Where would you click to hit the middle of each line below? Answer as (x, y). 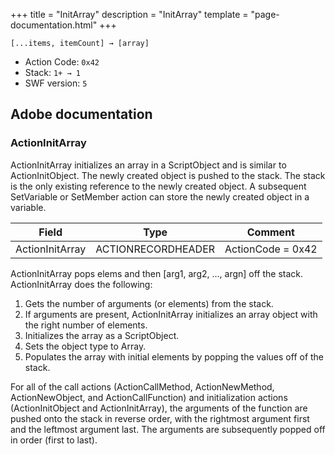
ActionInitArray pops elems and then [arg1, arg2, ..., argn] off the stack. (157, 273)
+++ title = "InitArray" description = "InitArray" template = (129, 14)
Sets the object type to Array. (85, 346)
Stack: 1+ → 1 (52, 72)
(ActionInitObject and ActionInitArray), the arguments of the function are (159, 408)
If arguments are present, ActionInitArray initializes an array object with (171, 314)
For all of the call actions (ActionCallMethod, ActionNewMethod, (142, 386)
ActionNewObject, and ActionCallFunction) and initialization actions (149, 397)
